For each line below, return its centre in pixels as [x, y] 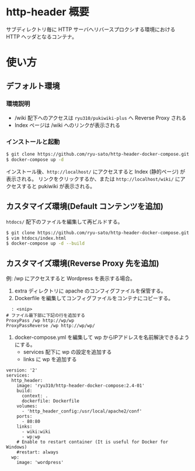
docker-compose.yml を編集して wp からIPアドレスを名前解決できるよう [102, 338]
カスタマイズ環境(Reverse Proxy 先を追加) [83, 263]
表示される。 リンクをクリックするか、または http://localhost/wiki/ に [93, 178]
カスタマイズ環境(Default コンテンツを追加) [85, 206]
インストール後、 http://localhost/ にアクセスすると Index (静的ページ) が [96, 171]
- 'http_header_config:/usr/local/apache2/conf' [82, 411]
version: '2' [22, 370]
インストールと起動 [33, 142]
